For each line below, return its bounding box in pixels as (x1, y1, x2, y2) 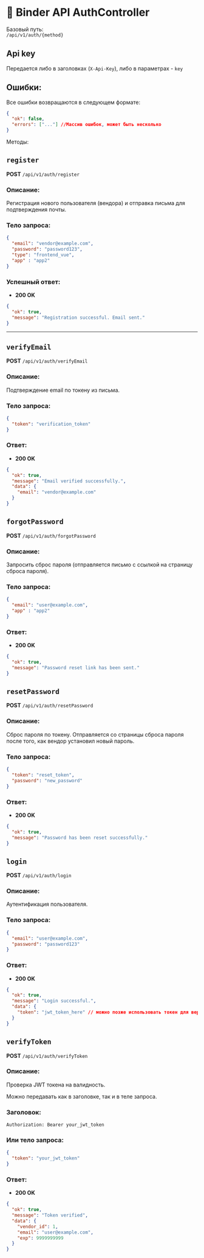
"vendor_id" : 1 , (17, 1223, 59, 1229)
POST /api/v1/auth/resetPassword (6, 702, 93, 709)
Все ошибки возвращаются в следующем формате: (6, 99, 141, 106)
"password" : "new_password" (12, 777, 83, 784)
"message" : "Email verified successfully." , (12, 478, 126, 484)
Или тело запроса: (6, 1136, 64, 1144)
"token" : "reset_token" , (12, 772, 75, 778)
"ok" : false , (12, 116, 45, 122)
